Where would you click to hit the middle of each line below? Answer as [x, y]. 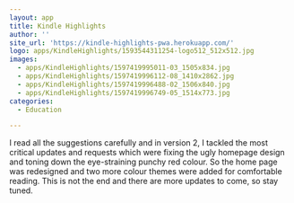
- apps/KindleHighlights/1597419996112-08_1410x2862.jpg [126, 76]
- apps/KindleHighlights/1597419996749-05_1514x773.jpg [124, 93]
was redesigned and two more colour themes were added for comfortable [146, 172]
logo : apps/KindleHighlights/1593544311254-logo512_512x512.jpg [132, 51]
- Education [40, 110]
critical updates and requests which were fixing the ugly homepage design [147, 153]
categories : [31, 101]
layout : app [31, 18]
